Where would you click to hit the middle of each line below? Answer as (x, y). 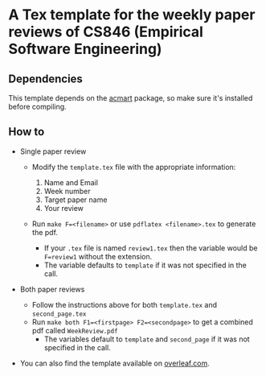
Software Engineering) (85, 49)
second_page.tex (59, 314)
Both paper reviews (52, 289)
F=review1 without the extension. (98, 256)
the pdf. (45, 232)
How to (27, 132)
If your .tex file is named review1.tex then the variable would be (151, 248)
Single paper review (53, 151)
